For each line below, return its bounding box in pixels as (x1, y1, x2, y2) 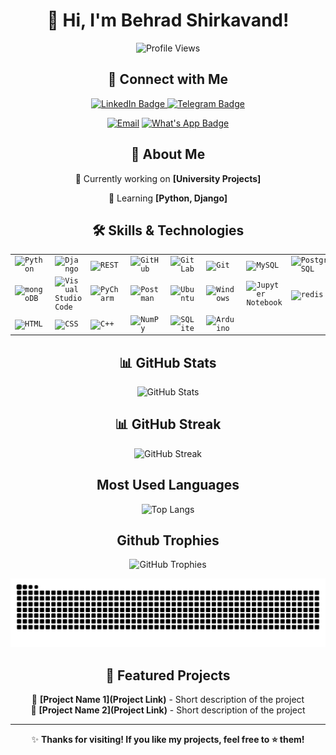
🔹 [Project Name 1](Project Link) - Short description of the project (31, 693, 305, 705)
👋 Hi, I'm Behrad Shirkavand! (46, 9, 290, 32)
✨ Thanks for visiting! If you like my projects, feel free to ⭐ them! (31, 733, 305, 745)
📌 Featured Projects (105, 667, 231, 684)
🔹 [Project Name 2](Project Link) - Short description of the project (30, 704, 306, 716)
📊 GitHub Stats (119, 354, 217, 371)
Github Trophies (116, 532, 220, 549)
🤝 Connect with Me (107, 71, 229, 88)
